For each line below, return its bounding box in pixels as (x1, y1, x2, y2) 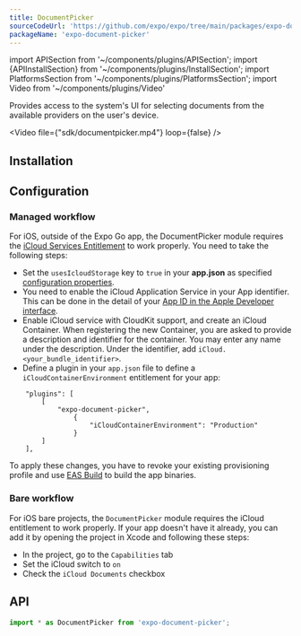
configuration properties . (21, 277, 115, 288)
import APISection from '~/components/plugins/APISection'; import (9, 55, 258, 65)
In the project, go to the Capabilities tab (21, 549, 174, 560)
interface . (21, 306, 58, 317)
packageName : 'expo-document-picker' (9, 30, 150, 39)
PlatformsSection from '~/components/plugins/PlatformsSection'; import (9, 74, 278, 84)
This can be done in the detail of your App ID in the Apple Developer (21, 296, 275, 307)
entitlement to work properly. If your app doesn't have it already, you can (9, 522, 279, 533)
